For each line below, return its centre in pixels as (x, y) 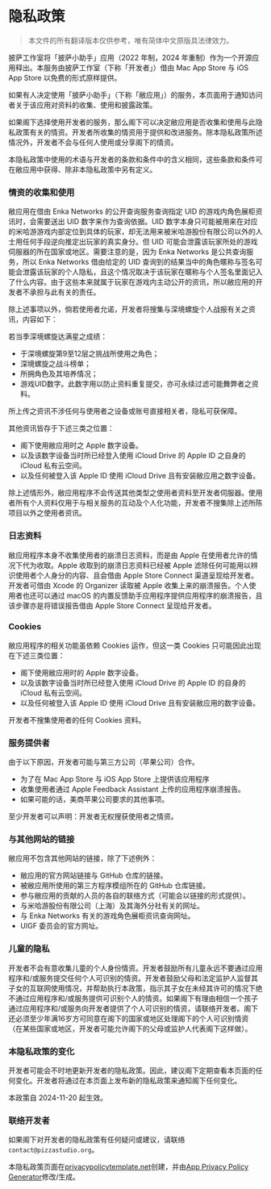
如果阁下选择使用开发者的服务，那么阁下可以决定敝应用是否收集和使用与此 (132, 122)
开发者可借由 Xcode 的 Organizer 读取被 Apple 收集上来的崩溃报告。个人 (129, 585)
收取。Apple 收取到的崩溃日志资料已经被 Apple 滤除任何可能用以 (144, 565)
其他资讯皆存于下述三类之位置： (61, 428)
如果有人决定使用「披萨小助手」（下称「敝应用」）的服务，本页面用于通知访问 (135, 94)
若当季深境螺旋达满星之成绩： (58, 336)
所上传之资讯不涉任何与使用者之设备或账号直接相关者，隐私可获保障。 (125, 411)
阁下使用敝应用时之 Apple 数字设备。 (81, 445)
